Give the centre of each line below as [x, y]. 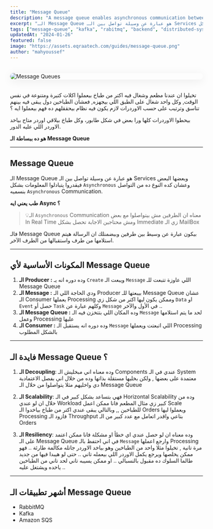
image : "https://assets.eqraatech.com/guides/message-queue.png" [95, 47]
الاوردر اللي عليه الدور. [35, 126]
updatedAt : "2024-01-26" [42, 35]
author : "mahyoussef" [38, 52]
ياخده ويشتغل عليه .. [42, 467]
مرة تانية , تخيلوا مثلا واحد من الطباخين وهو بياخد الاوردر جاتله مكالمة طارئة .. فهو [110, 447]
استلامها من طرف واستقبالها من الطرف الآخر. [62, 240]
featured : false [31, 40]
